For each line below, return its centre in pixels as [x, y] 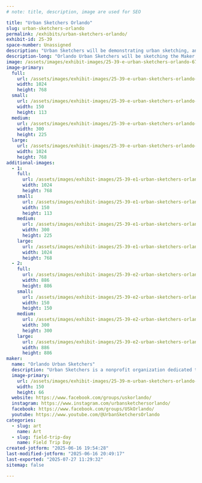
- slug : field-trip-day [41, 437]
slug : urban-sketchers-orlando [45, 28]
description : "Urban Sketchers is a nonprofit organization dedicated [102, 370]
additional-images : [31, 163]
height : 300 [37, 331]
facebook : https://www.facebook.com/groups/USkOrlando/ [83, 409]
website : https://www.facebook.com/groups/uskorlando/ [82, 398]
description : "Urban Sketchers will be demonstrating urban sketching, [98, 51]
